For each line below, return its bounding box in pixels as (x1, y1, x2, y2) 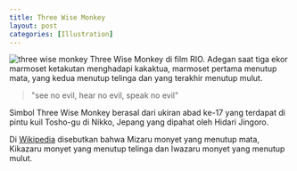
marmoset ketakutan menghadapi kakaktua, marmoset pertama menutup (9, 63, 277, 74)
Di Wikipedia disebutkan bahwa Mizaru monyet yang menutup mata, (9, 134, 260, 145)
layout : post (9, 21, 58, 30)
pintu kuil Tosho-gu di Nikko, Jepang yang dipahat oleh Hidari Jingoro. (9, 117, 269, 127)
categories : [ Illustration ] (9, 29, 114, 38)
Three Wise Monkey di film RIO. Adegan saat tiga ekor (89, 54, 288, 65)
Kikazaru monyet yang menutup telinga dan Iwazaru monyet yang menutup (9, 143, 285, 154)
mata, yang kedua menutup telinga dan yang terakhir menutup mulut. (9, 73, 263, 84)
